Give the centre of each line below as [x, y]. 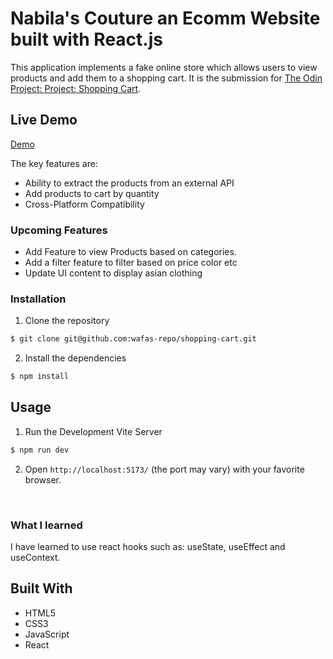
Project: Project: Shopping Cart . [76, 88]
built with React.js [86, 39]
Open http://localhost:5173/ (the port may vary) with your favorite [164, 469]
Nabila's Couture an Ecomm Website [165, 18]
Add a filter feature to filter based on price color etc [131, 263]
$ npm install [40, 377]
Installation [38, 299]
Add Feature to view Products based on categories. [130, 252]
